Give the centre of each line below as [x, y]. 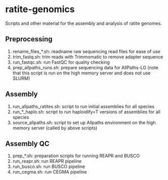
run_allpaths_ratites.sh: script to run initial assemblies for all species [83, 106]
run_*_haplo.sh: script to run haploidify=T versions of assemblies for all [87, 112]
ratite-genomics [40, 9]
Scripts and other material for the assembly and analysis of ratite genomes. [83, 23]
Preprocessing [29, 39]
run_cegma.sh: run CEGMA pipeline [50, 172]
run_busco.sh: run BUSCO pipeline [49, 167]
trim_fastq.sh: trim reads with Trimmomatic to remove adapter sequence [88, 57]
